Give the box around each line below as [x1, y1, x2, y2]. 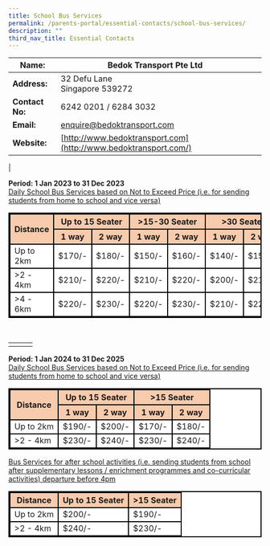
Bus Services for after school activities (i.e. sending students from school [8, 457, 252, 467]
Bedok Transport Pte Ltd [107, 59, 203, 71]
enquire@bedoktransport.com [60, 120, 174, 131]
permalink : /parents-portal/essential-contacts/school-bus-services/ [8, 19, 247, 27]
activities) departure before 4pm [8, 475, 117, 484]
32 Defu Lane [60, 73, 112, 84]
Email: [12, 120, 36, 131]
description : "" [8, 26, 63, 35]
